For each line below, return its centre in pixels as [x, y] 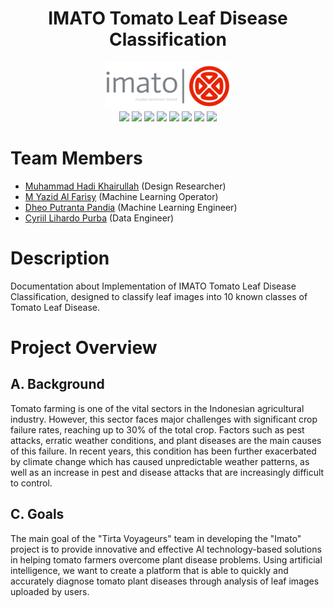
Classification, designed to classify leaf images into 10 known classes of [159, 296]
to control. [31, 483]
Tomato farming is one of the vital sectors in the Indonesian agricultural [157, 408]
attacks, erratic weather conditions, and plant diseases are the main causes [166, 440]
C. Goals [37, 514]
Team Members [76, 158]
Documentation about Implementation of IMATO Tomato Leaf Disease [153, 286]
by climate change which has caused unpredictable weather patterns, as [160, 461]
